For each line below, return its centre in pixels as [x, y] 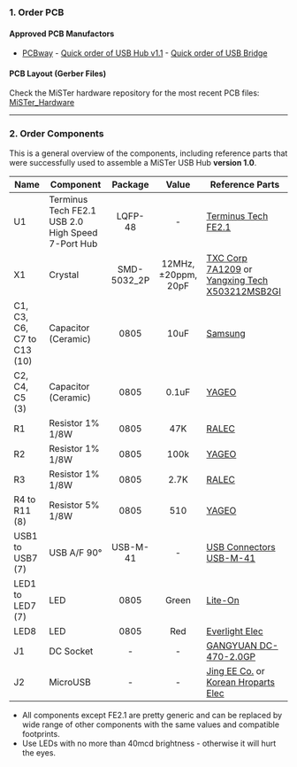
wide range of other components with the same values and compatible [151, 724]
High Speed [73, 232]
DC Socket [71, 651]
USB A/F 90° [76, 553]
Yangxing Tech [237, 280]
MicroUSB [70, 682]
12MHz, [178, 263]
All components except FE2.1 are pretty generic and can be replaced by [152, 715]
